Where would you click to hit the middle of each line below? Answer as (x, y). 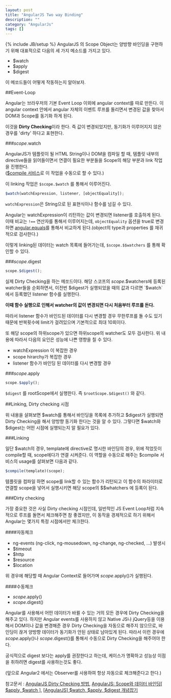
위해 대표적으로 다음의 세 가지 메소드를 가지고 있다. (61, 51)
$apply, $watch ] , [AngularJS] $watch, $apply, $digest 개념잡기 (72, 690)
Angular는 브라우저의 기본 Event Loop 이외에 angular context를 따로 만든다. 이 (84, 103)
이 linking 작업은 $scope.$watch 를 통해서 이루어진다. (58, 184)
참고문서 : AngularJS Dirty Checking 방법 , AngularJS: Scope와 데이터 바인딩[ (84, 684)
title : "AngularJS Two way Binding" (44, 15)
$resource (23, 559)
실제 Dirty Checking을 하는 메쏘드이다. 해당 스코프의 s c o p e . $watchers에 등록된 (86, 281)
